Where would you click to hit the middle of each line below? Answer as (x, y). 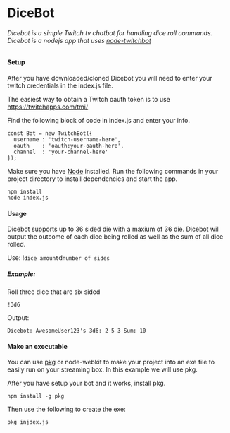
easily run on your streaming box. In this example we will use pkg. (103, 369)
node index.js (28, 198)
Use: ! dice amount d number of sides (59, 258)
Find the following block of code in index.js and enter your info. (98, 120)
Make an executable (38, 346)
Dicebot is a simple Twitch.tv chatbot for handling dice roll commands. (110, 32)
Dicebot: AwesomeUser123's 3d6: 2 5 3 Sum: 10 (77, 331)
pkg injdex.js (28, 422)
